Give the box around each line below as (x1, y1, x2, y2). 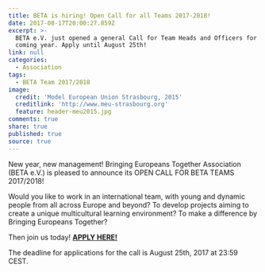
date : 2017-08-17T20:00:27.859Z (8, 19, 115, 27)
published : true (8, 130, 62, 138)
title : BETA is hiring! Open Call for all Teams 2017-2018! (8, 11, 212, 20)
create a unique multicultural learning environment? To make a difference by (8, 208, 258, 218)
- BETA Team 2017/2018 (15, 78, 90, 86)
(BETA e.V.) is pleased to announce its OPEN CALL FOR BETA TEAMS (8, 168, 235, 177)
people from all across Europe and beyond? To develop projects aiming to (8, 200, 250, 209)
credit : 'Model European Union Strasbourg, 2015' (15, 93, 182, 101)
